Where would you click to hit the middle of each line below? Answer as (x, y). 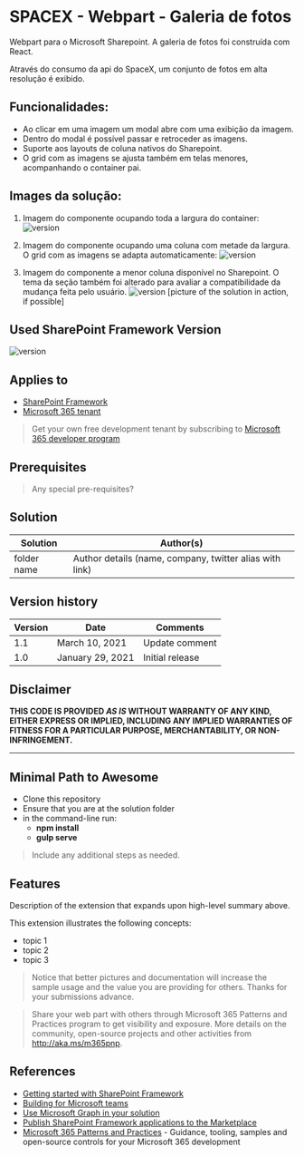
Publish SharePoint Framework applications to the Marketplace (140, 1122)
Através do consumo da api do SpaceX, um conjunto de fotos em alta (138, 69)
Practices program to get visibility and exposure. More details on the (159, 1024)
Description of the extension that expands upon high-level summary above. (150, 906)
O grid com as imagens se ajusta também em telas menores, (135, 158)
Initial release (171, 657)
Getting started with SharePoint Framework (103, 1093)
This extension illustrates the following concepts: (100, 923)
